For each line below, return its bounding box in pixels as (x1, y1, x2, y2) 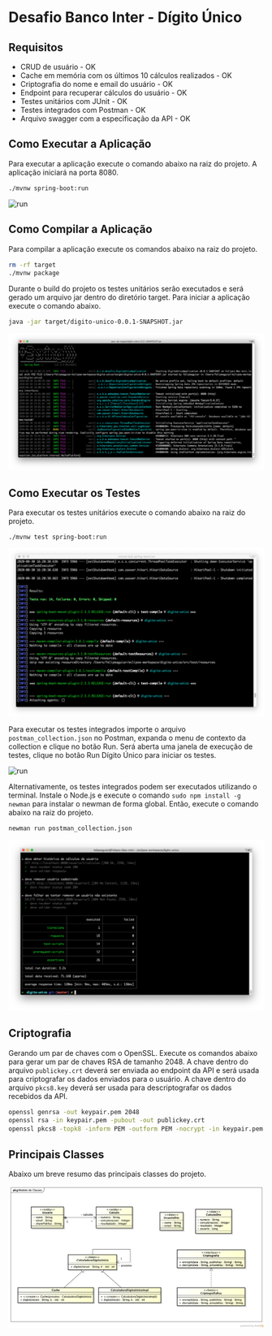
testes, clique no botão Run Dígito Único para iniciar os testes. (8, 750, 217, 759)
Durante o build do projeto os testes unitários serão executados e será (8, 284, 244, 294)
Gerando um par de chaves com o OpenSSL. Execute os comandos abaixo (8, 1048, 258, 1057)
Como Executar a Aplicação (8, 137, 152, 151)
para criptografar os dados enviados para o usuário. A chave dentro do (8, 1074, 246, 1083)
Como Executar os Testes (8, 486, 140, 499)
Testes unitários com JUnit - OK (19, 97, 127, 106)
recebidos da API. (8, 1091, 68, 1100)
